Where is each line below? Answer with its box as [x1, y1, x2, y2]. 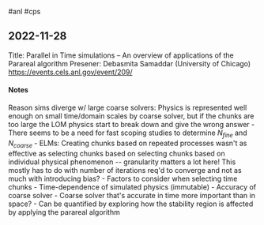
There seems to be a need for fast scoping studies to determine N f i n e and [8, 128, 247, 139]
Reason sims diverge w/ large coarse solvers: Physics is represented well [8, 103, 247, 113]
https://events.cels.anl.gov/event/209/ [8, 67, 133, 77]
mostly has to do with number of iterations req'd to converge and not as [8, 165, 243, 174]
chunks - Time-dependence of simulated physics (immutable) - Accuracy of [8, 182, 257, 192]
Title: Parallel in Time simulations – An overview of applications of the [8, 51, 235, 60]
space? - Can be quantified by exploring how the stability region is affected [8, 199, 254, 208]
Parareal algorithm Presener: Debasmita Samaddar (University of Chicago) [8, 58, 251, 68]
